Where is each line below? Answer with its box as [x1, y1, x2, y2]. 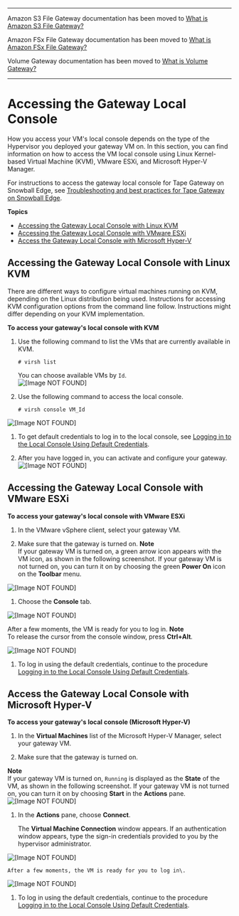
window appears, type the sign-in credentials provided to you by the [17, 832, 218, 841]
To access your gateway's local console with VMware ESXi [7, 511, 186, 520]
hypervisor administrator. [17, 840, 92, 848]
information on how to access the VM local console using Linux [7, 149, 193, 158]
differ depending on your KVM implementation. [7, 309, 145, 318]
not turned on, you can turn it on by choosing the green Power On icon [17, 562, 226, 570]
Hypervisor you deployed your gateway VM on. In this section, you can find [7, 142, 228, 150]
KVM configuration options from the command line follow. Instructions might [7, 302, 231, 310]
